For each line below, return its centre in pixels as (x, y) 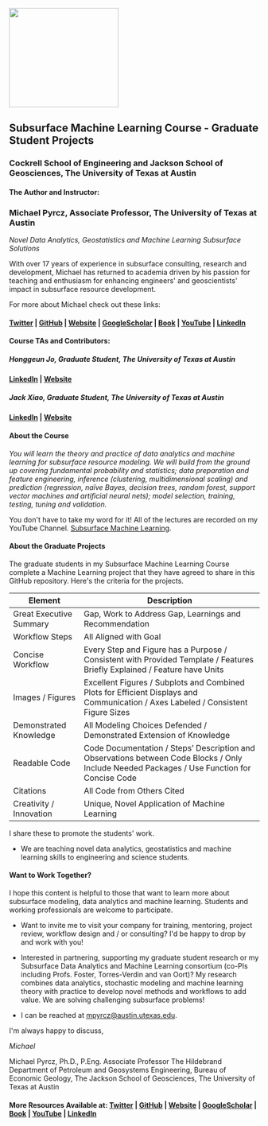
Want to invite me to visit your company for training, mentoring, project (136, 925)
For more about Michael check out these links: (85, 305)
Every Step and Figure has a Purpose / (155, 650)
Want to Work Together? (50, 876)
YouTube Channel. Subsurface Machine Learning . (90, 528)
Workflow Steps (43, 636)
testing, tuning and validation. (58, 504)
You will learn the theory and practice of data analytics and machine (122, 453)
